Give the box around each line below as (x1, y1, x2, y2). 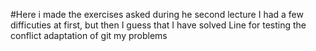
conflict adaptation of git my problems (10, 30, 168, 41)
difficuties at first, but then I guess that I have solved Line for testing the (10, 19, 307, 31)
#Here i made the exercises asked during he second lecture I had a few (10, 9, 304, 20)
